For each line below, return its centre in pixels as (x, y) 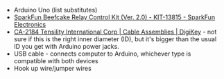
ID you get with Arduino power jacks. (66, 46)
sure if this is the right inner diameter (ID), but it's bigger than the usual (115, 39)
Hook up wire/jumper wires (52, 68)
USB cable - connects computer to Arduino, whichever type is (102, 54)
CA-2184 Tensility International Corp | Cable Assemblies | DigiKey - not (115, 32)
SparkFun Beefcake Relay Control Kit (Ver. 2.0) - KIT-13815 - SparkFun (114, 17)
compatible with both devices (56, 61)
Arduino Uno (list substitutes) (55, 10)
